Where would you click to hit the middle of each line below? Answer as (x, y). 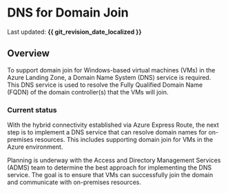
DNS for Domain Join (68, 13)
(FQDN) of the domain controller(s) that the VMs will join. (88, 92)
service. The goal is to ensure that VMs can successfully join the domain (110, 175)
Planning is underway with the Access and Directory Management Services (114, 161)
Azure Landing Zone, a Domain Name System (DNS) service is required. (109, 77)
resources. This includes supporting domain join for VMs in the (124, 140)
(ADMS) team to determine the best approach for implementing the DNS (110, 167)
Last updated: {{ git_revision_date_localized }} (74, 32)
